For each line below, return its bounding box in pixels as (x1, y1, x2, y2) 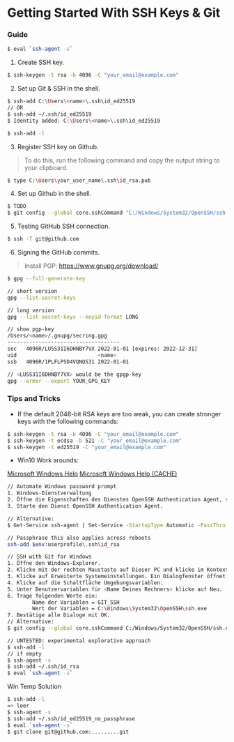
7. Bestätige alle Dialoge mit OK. (7, 612, 111, 619)
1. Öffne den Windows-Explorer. (7, 560, 101, 567)
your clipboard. (24, 163, 68, 172)
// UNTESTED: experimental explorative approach (7, 637, 151, 644)
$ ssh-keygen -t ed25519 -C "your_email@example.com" (7, 444, 167, 450)
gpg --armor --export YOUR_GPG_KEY (7, 377, 111, 384)
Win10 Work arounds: (17, 456, 79, 464)
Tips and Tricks (7, 394, 61, 404)
